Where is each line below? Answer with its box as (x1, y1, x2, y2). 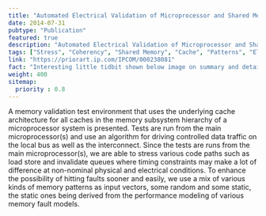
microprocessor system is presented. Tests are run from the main (8, 123, 222, 133)
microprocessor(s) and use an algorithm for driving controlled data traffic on (8, 132, 257, 142)
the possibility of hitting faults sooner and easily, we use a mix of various (8, 174, 245, 184)
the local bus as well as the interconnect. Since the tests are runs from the (8, 140, 251, 150)
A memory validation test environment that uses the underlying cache (8, 107, 236, 116)
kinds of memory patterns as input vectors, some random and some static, (8, 183, 252, 192)
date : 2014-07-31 (8, 19, 66, 27)
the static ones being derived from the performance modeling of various (8, 191, 244, 200)
